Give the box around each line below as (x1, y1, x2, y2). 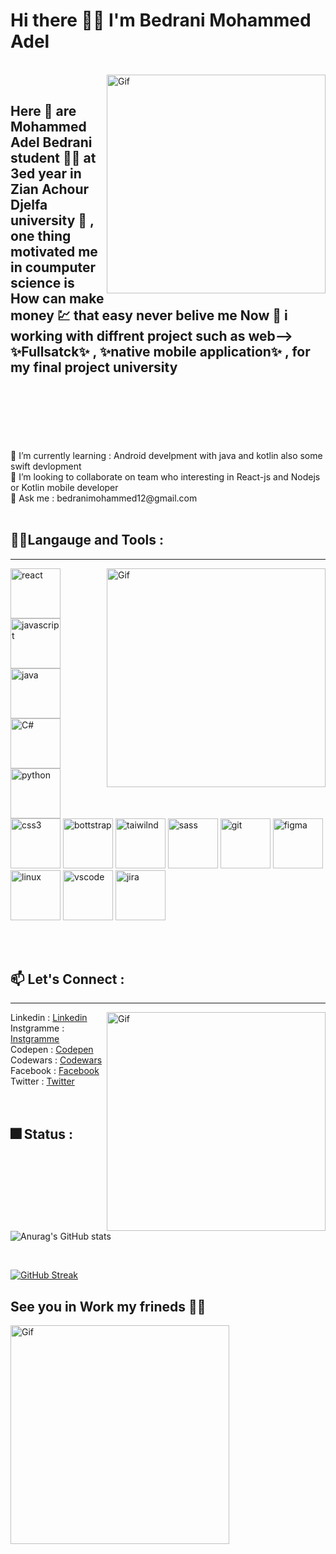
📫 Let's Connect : (10, 970, 125, 988)
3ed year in (10, 165, 82, 183)
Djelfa (10, 197, 48, 214)
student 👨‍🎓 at (10, 150, 97, 167)
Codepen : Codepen (10, 1044, 94, 1056)
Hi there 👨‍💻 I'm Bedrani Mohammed (10, 9, 312, 32)
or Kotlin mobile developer (10, 481, 119, 493)
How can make (10, 290, 105, 308)
